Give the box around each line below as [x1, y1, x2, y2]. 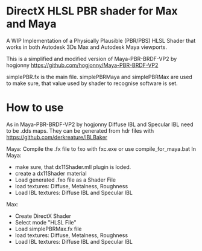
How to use [6, 101, 64, 115]
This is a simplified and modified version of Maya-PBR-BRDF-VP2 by [6, 55, 177, 62]
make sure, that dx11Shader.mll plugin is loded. [14, 163, 131, 170]
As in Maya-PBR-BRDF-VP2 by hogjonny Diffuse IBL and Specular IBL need [6, 121, 194, 128]
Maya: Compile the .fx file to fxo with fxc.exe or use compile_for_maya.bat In [6, 145, 197, 152]
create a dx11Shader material [14, 170, 87, 177]
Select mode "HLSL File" [14, 218, 77, 226]
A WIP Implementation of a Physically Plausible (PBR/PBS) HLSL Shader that [6, 37, 196, 44]
